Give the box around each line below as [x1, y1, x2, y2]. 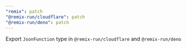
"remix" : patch [5, 8, 43, 15]
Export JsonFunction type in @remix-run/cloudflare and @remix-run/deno [5, 36, 182, 43]
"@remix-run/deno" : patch [5, 19, 69, 25]
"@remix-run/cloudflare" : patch [5, 14, 85, 20]
